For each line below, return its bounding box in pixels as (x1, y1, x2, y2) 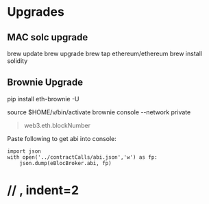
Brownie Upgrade (7, 77, 84, 88)
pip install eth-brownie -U (7, 94, 80, 103)
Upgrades (7, 4, 65, 20)
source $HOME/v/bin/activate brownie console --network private (7, 107, 191, 116)
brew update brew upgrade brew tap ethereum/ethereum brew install (7, 49, 202, 58)
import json (7, 148, 41, 155)
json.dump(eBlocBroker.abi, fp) (19, 160, 112, 166)
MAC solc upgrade (7, 31, 88, 43)
